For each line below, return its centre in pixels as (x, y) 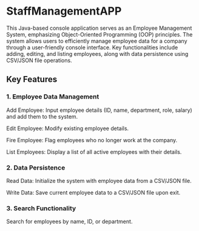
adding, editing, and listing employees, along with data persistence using (97, 53)
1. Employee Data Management (53, 97)
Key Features (32, 79)
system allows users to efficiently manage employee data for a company (97, 41)
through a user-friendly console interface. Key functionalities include (92, 47)
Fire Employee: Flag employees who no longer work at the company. (92, 140)
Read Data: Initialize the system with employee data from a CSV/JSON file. (99, 181)
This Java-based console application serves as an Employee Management (99, 28)
